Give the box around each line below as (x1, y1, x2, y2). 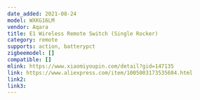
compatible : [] (7, 56, 52, 63)
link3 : (7, 82, 27, 89)
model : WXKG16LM (7, 17, 55, 24)
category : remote (7, 37, 58, 44)
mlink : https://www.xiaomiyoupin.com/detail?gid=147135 (7, 63, 174, 70)
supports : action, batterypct (7, 43, 96, 50)
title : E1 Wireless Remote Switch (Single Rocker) (7, 30, 159, 37)
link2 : (7, 75, 27, 83)
